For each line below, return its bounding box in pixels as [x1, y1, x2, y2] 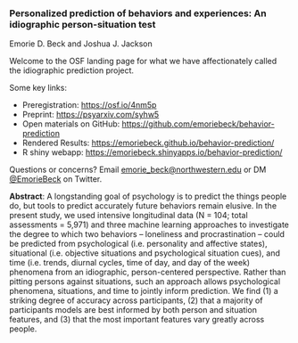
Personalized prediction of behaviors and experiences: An [9, 7, 267, 20]
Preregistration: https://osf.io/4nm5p [21, 100, 157, 110]
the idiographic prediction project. [9, 65, 135, 76]
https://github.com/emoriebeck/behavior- [121, 118, 275, 129]
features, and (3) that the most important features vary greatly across [9, 314, 265, 325]
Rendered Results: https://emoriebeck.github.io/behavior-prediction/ [21, 137, 275, 149]
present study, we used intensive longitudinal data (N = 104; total [9, 210, 248, 221]
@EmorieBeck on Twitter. [9, 174, 103, 184]
